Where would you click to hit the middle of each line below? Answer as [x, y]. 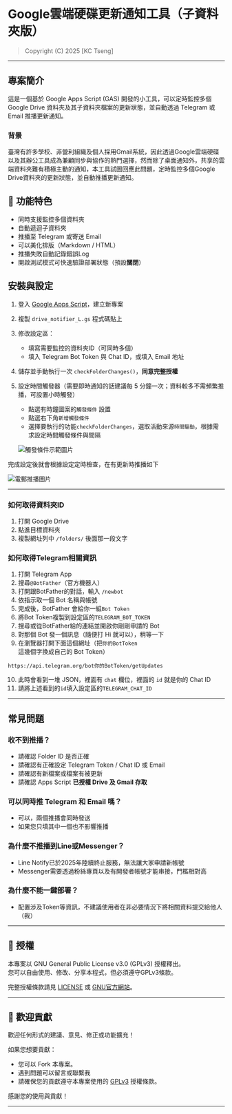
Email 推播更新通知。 [38, 116]
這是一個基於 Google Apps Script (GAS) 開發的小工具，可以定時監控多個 [110, 99]
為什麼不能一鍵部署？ [43, 891]
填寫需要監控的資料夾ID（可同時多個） [82, 348]
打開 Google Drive [43, 521]
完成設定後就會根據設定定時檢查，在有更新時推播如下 [83, 464]
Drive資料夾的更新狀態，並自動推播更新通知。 [73, 178]
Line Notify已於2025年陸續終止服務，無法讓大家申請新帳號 [101, 863]
